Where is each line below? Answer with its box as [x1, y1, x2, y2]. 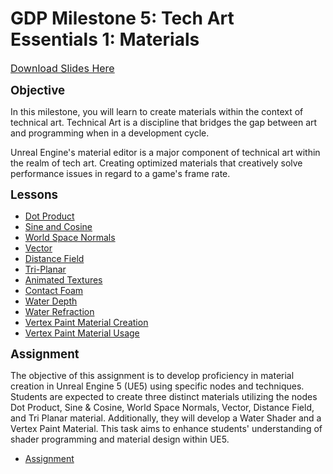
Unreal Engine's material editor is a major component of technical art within [10, 146, 321, 158]
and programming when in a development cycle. [10, 127, 210, 139]
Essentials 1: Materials [10, 28, 200, 51]
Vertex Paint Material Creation [24, 316, 149, 328]
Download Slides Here [10, 61, 115, 75]
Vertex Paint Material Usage [24, 327, 140, 339]
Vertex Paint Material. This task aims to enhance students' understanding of [10, 422, 323, 434]
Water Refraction [24, 305, 95, 317]
